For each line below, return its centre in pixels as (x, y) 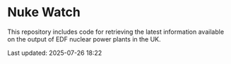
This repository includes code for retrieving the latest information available (116, 32)
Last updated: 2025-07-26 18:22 (55, 53)
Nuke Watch (44, 12)
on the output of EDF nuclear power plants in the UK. (84, 39)
